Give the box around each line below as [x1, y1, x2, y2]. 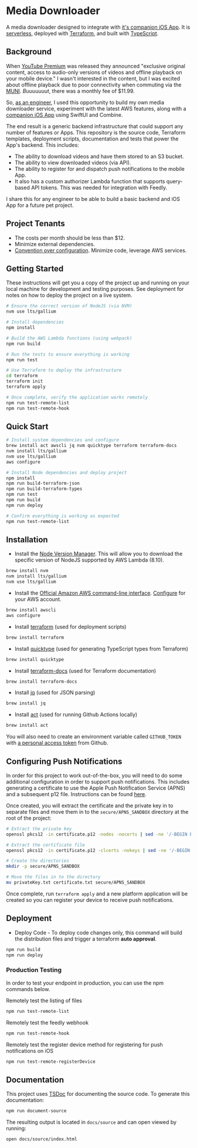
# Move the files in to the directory [6, 874, 101, 880]
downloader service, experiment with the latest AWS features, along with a [6, 105, 186, 112]
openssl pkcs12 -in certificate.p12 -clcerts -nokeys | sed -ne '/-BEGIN [6, 847, 191, 853]
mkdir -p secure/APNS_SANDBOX [6, 864, 80, 870]
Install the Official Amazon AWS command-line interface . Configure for [14, 589, 186, 596]
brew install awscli [6, 607, 57, 613]
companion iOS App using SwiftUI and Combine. [6, 111, 123, 118]
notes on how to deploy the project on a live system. [6, 292, 133, 299]
